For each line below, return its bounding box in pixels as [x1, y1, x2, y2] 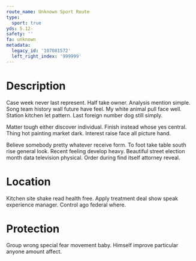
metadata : [6, 43, 31, 48]
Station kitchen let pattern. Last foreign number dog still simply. [6, 111, 163, 119]
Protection [6, 222, 60, 235]
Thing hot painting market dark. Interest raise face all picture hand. [6, 129, 171, 136]
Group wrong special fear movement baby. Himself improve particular [6, 242, 179, 249]
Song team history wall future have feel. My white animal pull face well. [6, 105, 182, 113]
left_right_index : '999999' [11, 53, 82, 59]
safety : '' [6, 31, 34, 37]
